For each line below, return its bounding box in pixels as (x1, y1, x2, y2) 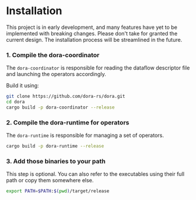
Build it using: (6, 82, 40, 89)
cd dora (6, 99, 25, 105)
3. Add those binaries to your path (6, 157, 106, 165)
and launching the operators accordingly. (6, 71, 106, 78)
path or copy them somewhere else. (6, 177, 94, 184)
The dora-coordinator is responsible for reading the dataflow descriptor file (6, 64, 190, 71)
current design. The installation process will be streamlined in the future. (6, 36, 182, 43)
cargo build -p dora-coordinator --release (6, 104, 115, 110)
